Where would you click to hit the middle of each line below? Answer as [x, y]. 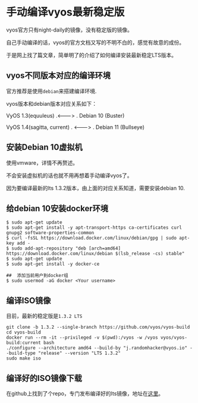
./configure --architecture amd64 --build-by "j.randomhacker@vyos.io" [97, 348]
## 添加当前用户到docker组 [37, 276]
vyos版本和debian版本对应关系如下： [52, 103]
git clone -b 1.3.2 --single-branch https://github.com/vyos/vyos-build [98, 328]
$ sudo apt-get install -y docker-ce [53, 264]
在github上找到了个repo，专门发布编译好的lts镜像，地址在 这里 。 [85, 393]
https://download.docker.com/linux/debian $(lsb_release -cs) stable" [95, 254]
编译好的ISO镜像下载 [44, 378]
